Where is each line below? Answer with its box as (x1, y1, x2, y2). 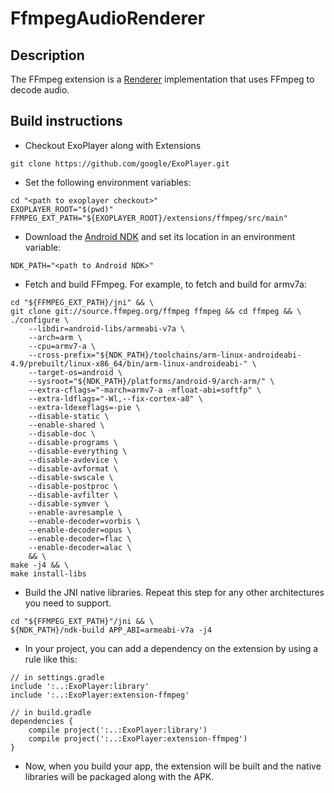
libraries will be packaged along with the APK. (24, 770, 215, 782)
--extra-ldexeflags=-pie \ (28, 402, 141, 412)
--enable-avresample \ (28, 507, 123, 517)
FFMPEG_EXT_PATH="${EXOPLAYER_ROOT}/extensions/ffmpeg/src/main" (10, 213, 288, 223)
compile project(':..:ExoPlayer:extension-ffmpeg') (28, 733, 248, 744)
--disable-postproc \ (28, 481, 118, 491)
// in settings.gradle (10, 672, 105, 682)
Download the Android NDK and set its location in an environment (24, 230, 296, 242)
